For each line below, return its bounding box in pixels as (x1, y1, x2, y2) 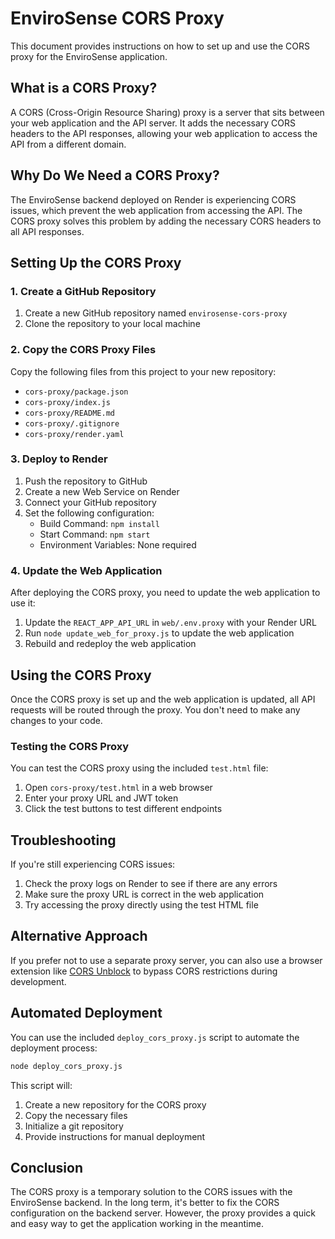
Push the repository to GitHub (24, 475, 148, 487)
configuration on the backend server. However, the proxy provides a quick (10, 1207, 317, 1219)
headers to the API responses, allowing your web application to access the (10, 127, 318, 139)
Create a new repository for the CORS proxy (24, 1098, 207, 1111)
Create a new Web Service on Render (24, 485, 180, 497)
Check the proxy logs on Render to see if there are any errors (24, 878, 278, 890)
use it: (10, 597, 36, 609)
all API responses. (10, 225, 85, 237)
